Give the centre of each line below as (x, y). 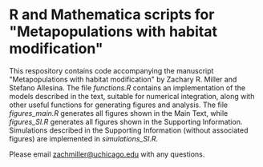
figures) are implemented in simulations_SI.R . (84, 138)
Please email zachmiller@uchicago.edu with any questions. (107, 154)
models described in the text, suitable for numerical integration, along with (132, 96)
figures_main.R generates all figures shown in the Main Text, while (119, 113)
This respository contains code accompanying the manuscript (111, 70)
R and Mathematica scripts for (112, 15)
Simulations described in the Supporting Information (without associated (129, 130)
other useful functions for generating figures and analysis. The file (118, 105)
